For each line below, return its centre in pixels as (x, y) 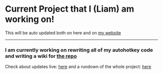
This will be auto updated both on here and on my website (63, 33)
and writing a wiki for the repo (41, 56)
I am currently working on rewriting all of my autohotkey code (79, 50)
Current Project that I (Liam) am (70, 9)
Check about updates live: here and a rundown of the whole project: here (78, 67)
